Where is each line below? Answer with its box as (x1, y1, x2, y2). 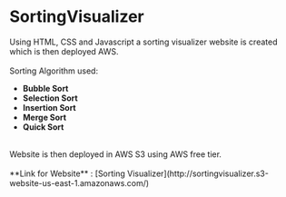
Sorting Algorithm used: (9, 65, 98, 76)
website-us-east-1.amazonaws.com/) (9, 177, 150, 188)
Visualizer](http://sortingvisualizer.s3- (126, 168, 270, 179)
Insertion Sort (22, 102, 76, 113)
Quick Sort (22, 121, 64, 133)
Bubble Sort (22, 83, 69, 94)
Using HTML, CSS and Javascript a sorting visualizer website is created (9, 36, 278, 47)
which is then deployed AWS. (9, 45, 120, 56)
